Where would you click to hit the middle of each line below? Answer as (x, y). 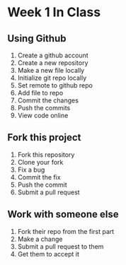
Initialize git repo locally (52, 78)
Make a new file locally (51, 70)
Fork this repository (46, 154)
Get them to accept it (48, 254)
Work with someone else (63, 214)
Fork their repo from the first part (66, 231)
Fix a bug (31, 170)
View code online (43, 115)
